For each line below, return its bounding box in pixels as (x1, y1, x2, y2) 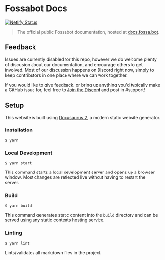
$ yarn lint (5, 241, 30, 246)
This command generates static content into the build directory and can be (5, 212, 158, 218)
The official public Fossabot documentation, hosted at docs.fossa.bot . (17, 29, 160, 35)
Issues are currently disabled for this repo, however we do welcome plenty (5, 56, 157, 62)
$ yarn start (5, 161, 32, 166)
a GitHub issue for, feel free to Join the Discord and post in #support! (5, 87, 145, 93)
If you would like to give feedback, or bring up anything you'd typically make (5, 82, 160, 87)
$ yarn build (5, 203, 32, 208)
